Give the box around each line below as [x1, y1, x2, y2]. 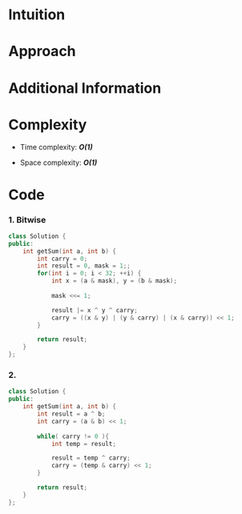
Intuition [8, 6, 66, 24]
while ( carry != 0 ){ [37, 432, 110, 440]
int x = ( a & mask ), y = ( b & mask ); [50, 277, 178, 285]
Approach [8, 42, 76, 61]
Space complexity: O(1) [19, 158, 98, 167]
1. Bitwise [8, 214, 46, 225]
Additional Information [8, 78, 162, 97]
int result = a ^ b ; [37, 410, 106, 418]
